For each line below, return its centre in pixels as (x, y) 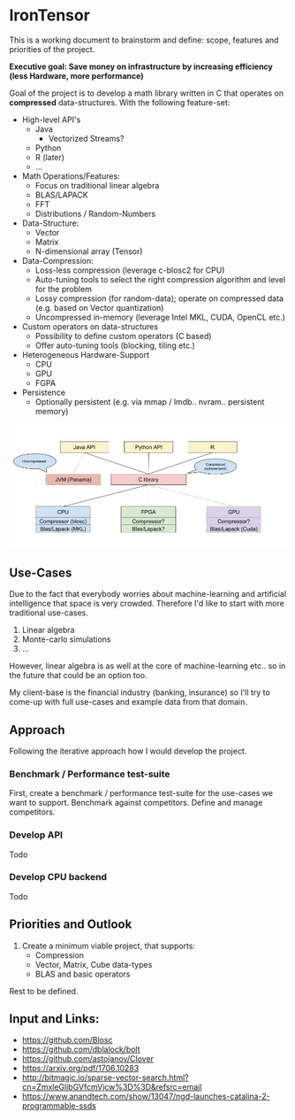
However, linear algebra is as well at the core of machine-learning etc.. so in (147, 666)
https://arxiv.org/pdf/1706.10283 (80, 1069)
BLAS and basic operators (83, 974)
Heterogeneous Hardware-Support (86, 354)
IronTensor (50, 15)
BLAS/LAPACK (61, 195)
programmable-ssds (59, 1106)
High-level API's (51, 120)
